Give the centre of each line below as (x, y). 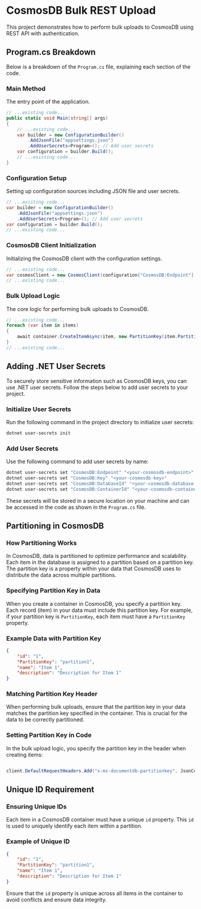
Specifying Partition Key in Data (53, 591)
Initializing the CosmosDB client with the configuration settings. (84, 258)
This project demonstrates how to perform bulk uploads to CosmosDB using (100, 27)
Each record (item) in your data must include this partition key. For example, (100, 610)
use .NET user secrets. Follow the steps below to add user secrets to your (97, 387)
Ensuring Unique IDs (36, 807)
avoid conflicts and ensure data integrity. (57, 899)
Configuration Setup (36, 178)
